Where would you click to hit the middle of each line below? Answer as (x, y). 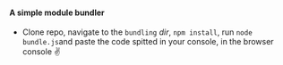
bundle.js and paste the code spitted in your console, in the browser (148, 42)
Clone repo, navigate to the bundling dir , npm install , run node (137, 32)
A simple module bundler (57, 12)
